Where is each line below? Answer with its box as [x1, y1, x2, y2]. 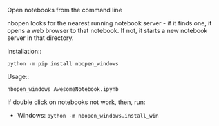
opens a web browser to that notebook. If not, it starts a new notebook [7, 27, 208, 34]
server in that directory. [7, 34, 74, 42]
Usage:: [7, 72, 30, 81]
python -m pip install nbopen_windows [7, 61, 119, 67]
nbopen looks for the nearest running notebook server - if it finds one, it [7, 19, 212, 27]
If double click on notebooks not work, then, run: [7, 98, 146, 106]
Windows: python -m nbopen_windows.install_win [17, 112, 159, 119]
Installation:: [7, 48, 42, 55]
